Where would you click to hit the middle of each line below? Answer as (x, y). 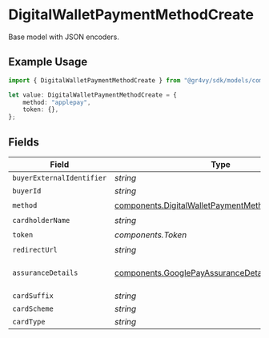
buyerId (27, 191)
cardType (29, 322)
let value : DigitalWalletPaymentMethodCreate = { (93, 95)
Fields (24, 142)
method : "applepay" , (57, 102)
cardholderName (41, 220)
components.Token (151, 235)
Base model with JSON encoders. (64, 37)
